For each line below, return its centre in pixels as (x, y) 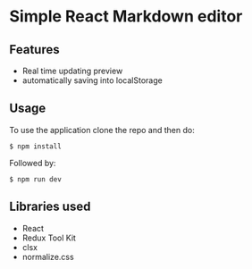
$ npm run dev (36, 179)
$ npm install (36, 146)
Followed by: (33, 163)
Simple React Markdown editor (126, 17)
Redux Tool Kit (49, 238)
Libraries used (50, 207)
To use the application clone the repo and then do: (102, 130)
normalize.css (48, 256)
